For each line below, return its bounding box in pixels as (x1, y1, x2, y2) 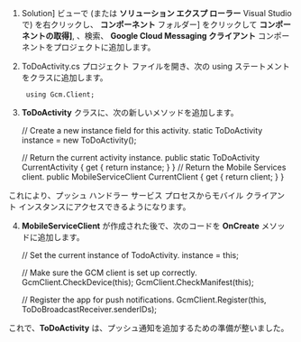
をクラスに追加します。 (21, 72, 109, 83)
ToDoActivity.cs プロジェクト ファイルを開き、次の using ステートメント (21, 61, 290, 71)
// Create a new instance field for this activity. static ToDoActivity (21, 125, 263, 135)
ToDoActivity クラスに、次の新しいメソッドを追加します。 (21, 107, 240, 117)
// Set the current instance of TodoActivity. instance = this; (21, 250, 240, 260)
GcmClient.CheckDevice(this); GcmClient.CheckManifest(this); (21, 277, 254, 287)
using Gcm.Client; (25, 90, 96, 99)
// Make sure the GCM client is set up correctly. (21, 267, 197, 278)
